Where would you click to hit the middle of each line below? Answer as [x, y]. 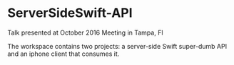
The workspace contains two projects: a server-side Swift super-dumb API [117, 46]
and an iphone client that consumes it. [63, 54]
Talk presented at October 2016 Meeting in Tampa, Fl [85, 32]
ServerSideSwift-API [70, 13]
